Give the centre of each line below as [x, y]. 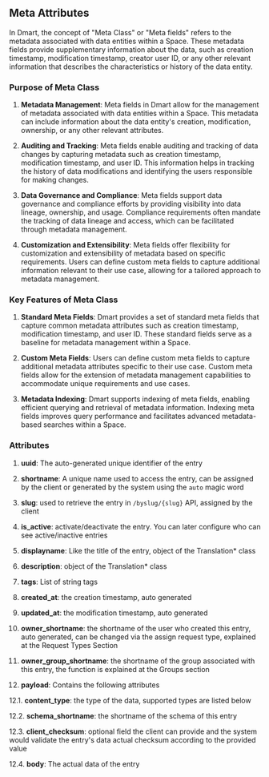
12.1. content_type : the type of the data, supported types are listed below [130, 700]
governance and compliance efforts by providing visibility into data [131, 204]
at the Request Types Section [69, 645]
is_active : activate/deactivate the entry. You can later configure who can [141, 526]
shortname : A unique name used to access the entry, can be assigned [137, 478]
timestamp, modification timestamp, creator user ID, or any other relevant [130, 58]
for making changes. [54, 180]
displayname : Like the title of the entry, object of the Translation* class [138, 550]
